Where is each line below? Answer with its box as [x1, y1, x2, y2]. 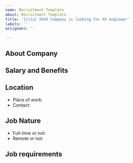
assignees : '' [5, 26, 35, 31]
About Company [5, 49, 58, 58]
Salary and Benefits [5, 66, 69, 74]
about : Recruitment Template [5, 12, 66, 17]
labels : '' [5, 21, 28, 27]
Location [5, 84, 34, 92]
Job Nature [5, 117, 41, 125]
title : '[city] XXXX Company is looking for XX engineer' [5, 17, 129, 22]
